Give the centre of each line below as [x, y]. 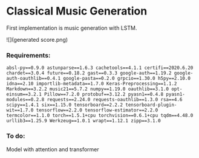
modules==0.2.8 [25, 100]
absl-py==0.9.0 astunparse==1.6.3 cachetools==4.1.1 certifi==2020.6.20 [100, 68]
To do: [16, 136]
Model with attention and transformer [53, 149]
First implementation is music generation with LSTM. [72, 28]
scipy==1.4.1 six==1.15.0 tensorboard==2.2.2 [64, 105]
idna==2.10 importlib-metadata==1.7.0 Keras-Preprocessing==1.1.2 [92, 84]
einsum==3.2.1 [24, 94]
